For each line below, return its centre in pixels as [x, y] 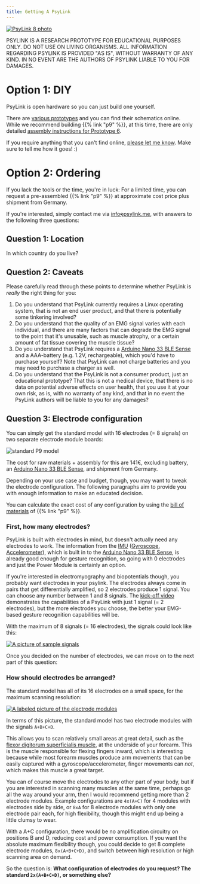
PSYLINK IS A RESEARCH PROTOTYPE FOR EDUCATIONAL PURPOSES [93, 40]
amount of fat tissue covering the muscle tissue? [75, 343]
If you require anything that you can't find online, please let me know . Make [99, 142]
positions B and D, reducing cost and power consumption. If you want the [96, 837]
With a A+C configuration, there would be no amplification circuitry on [92, 831]
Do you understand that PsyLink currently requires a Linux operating [99, 304]
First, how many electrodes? [48, 526]
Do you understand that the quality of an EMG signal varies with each [100, 324]
